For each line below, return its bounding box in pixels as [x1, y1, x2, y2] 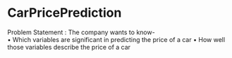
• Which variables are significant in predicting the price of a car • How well [7, 35, 226, 43]
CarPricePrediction [7, 5, 122, 21]
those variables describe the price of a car [7, 43, 131, 51]
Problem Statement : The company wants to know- [7, 28, 155, 36]
